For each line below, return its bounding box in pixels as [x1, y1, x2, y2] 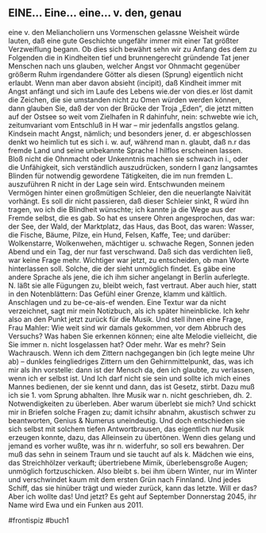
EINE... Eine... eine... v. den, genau [8, 6, 182, 20]
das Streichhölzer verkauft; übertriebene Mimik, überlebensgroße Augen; [8, 458, 249, 467]
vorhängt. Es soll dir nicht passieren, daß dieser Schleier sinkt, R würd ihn [8, 196, 249, 206]
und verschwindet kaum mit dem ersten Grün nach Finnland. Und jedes [8, 474, 241, 484]
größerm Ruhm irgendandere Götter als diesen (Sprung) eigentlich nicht [8, 69, 244, 79]
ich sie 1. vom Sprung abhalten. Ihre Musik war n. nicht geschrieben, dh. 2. [8, 390, 253, 400]
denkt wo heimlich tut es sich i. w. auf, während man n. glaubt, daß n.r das [8, 137, 251, 146]
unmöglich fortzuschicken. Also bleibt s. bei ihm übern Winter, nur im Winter [8, 466, 258, 476]
